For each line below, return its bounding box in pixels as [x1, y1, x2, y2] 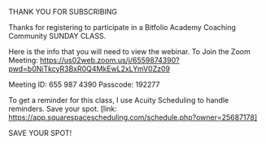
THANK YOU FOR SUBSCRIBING [8, 7, 118, 16]
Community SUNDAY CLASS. [8, 32, 107, 40]
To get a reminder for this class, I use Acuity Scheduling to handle [8, 95, 229, 104]
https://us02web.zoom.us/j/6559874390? [39, 56, 181, 65]
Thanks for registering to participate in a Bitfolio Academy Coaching [8, 23, 236, 32]
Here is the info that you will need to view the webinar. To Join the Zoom [8, 47, 251, 56]
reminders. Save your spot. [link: [8, 104, 118, 113]
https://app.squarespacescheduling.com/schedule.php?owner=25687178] [8, 112, 258, 122]
